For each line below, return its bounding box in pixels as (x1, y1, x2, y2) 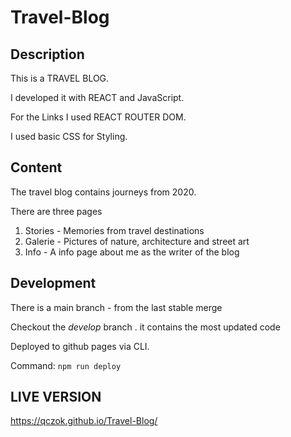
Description (10, 46, 85, 63)
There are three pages (10, 205, 103, 217)
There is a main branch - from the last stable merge (10, 301, 223, 313)
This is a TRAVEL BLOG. (10, 72, 110, 84)
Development (10, 275, 97, 292)
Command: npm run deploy (10, 359, 122, 371)
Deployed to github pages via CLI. (10, 340, 150, 352)
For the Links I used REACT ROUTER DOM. (10, 111, 187, 123)
